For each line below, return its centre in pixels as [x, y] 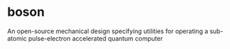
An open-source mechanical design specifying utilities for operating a [108, 31]
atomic [17, 38]
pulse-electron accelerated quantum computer [95, 38]
